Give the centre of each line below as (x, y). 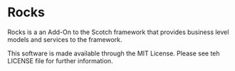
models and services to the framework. (65, 39)
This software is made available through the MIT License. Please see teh (114, 53)
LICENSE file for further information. (60, 60)
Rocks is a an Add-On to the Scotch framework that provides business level (118, 32)
